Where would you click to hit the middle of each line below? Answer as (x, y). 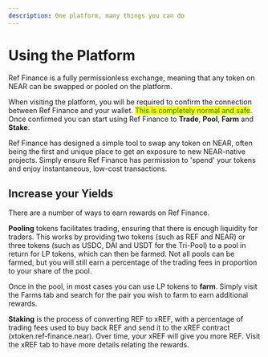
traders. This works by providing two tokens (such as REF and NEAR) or (127, 237)
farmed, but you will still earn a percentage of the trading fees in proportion (133, 262)
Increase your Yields (61, 193)
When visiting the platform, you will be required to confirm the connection (130, 102)
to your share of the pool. (50, 271)
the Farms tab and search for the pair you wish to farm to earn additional (128, 295)
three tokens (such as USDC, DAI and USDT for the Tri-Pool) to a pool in (127, 245)
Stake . (19, 127)
